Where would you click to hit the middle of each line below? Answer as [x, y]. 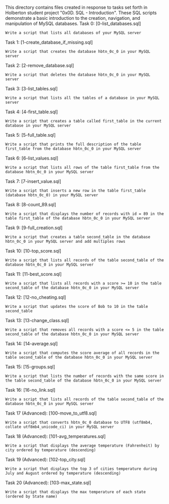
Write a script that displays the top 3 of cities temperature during [81, 469]
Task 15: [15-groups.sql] [30, 367]
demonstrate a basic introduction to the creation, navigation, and [73, 18]
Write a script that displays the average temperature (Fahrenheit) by [82, 446]
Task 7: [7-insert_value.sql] [33, 181]
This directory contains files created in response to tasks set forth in [76, 7]
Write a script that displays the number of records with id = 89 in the [85, 214]
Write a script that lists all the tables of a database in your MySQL [82, 98]
